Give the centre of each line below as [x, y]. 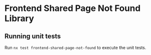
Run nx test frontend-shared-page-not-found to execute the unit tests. [75, 48]
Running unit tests [33, 36]
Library [19, 18]
